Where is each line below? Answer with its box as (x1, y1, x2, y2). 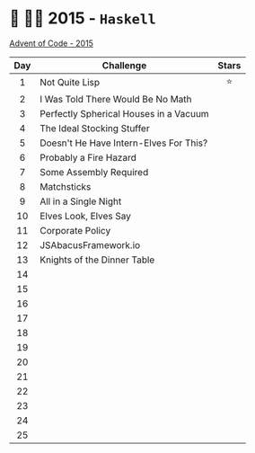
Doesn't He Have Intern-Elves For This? (40, 137, 208, 149)
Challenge (101, 58, 147, 71)
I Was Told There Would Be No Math (40, 93, 192, 105)
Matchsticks (40, 180, 92, 192)
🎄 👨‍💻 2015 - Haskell (9, 8, 157, 29)
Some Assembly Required (40, 165, 149, 178)
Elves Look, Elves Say (40, 209, 132, 222)
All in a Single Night (40, 195, 122, 208)
